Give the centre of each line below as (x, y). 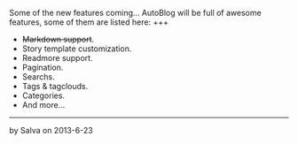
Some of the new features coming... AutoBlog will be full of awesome (135, 13)
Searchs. (38, 77)
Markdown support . (58, 39)
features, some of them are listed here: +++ (89, 22)
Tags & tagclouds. (55, 86)
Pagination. (43, 67)
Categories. (43, 95)
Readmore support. (57, 58)
